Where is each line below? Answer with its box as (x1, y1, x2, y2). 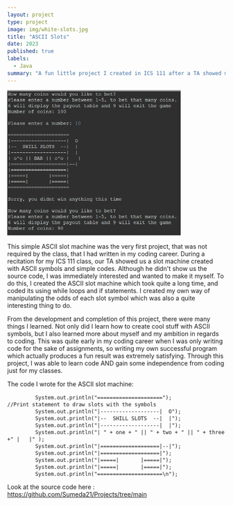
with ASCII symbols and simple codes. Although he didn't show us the (7, 265, 207, 273)
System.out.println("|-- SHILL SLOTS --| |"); (35, 415, 182, 422)
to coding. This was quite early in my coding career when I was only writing (7, 337, 223, 345)
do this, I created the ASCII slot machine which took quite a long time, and (7, 279, 218, 288)
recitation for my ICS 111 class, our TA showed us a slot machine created (7, 257, 214, 265)
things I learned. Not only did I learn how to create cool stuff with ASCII (7, 322, 210, 331)
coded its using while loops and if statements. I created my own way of (7, 287, 210, 295)
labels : (7, 56, 30, 63)
